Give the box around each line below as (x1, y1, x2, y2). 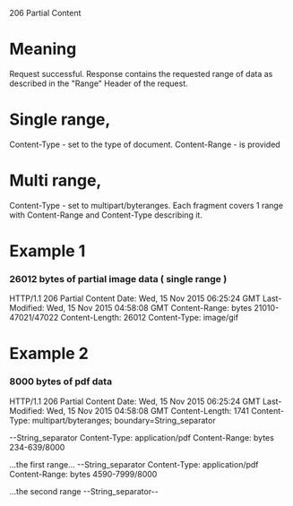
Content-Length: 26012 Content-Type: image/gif (60, 313, 239, 323)
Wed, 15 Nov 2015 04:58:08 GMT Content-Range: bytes (46, 303, 253, 313)
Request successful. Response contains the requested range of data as (9, 68, 273, 79)
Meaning (9, 39, 77, 59)
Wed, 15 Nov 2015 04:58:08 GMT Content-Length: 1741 (46, 405, 249, 416)
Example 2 (9, 344, 90, 364)
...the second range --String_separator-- (9, 485, 159, 496)
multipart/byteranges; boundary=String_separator (31, 415, 217, 425)
